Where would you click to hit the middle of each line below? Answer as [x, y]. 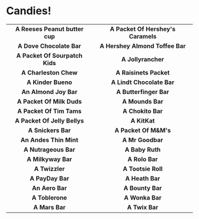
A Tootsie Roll [143, 169]
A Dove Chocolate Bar [49, 46]
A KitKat [143, 121]
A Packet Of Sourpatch [49, 56]
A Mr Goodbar [143, 140]
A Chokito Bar [142, 111]
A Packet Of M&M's [143, 130]
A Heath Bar [143, 178]
